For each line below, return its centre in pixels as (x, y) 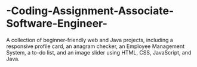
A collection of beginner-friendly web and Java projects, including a (90, 40)
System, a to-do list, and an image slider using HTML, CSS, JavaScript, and (99, 52)
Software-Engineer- (57, 23)
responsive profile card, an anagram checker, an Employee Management (96, 46)
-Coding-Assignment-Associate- (90, 11)
